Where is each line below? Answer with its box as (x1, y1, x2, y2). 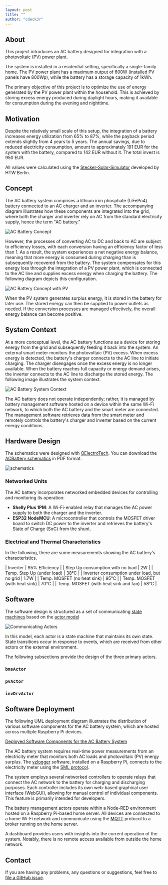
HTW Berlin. (5, 170, 30, 176)
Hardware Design (5, 437, 61, 446)
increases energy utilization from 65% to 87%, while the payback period (5, 134, 154, 139)
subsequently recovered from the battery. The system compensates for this (5, 260, 161, 266)
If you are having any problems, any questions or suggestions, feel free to (5, 869, 157, 875)
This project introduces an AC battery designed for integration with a (5, 49, 147, 55)
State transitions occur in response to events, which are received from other (5, 639, 162, 645)
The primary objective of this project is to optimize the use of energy (5, 84, 146, 90)
